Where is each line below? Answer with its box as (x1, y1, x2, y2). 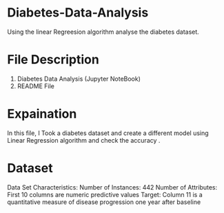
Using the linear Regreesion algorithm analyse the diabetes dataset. (7, 28, 200, 36)
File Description (7, 52, 100, 68)
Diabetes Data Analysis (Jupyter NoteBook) (17, 74, 141, 83)
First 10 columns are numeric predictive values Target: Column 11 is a (7, 190, 203, 199)
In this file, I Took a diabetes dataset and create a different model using (7, 129, 209, 137)
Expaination (7, 106, 77, 122)
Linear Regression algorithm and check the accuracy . (7, 136, 161, 144)
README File (17, 81, 55, 90)
